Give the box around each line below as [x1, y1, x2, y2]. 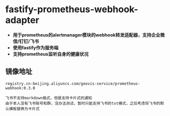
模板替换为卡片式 [9, 106, 40, 111]
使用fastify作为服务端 [12, 44, 59, 50]
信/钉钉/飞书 [12, 38, 39, 44]
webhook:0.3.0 [5, 85, 36, 91]
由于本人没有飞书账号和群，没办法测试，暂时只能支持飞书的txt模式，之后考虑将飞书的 [5, 101, 161, 106]
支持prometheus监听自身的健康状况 [12, 51, 89, 57]
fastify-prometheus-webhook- [5, 4, 139, 15]
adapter [5, 14, 39, 26]
